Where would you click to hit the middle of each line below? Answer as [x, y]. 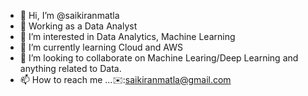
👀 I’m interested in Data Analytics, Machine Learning [127, 36]
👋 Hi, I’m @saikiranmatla [69, 15]
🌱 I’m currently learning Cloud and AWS [101, 47]
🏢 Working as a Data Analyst [78, 26]
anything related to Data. [70, 68]
